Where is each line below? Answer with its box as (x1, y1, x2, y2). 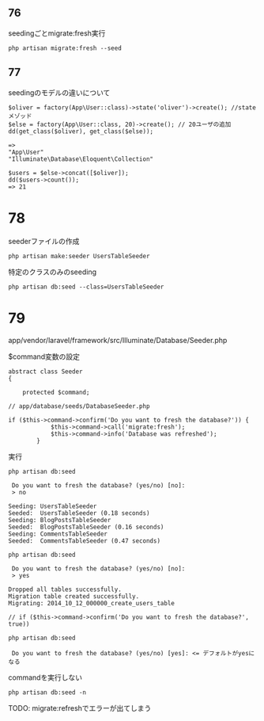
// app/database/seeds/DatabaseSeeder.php (8, 402, 150, 410)
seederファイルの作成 (8, 236, 80, 246)
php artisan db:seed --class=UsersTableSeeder (8, 283, 164, 291)
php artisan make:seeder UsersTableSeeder (8, 252, 150, 260)
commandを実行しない (8, 673, 83, 682)
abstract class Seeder (8, 368, 83, 376)
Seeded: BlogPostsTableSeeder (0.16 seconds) (8, 523, 164, 531)
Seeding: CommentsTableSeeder (8, 530, 108, 538)
